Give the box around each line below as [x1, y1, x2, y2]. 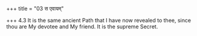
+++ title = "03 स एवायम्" [6, 5, 64, 12]
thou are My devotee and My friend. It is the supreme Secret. [6, 23, 158, 30]
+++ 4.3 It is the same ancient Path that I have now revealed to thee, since [6, 17, 192, 24]
